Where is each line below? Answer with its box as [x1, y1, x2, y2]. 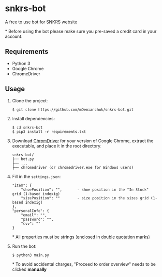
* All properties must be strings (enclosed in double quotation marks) [12, 234, 150, 240]
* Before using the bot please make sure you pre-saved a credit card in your [5, 28, 157, 34]
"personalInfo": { [12, 208, 49, 213]
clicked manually [12, 266, 47, 272]
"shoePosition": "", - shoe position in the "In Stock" [21, 187, 149, 192]
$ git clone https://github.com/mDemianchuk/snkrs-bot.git [12, 107, 134, 112]
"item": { [12, 183, 32, 188]
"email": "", [21, 212, 47, 217]
